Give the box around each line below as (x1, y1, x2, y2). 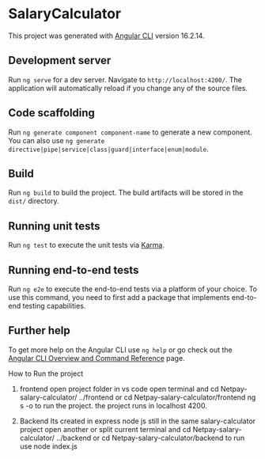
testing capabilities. (22, 302, 86, 310)
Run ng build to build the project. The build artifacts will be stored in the (8, 188, 244, 198)
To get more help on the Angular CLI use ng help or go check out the (8, 345, 233, 355)
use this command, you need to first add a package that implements (8, 293, 230, 302)
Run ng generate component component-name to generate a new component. (8, 127, 253, 137)
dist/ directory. (8, 196, 59, 206)
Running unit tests (8, 219, 100, 233)
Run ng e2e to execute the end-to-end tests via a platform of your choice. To (8, 284, 258, 294)
